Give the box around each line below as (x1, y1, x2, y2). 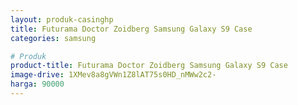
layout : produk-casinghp (10, 14, 114, 25)
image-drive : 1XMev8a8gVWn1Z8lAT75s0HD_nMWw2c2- (10, 70, 217, 80)
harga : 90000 (10, 79, 65, 90)
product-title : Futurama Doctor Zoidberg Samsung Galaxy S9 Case (10, 61, 288, 71)
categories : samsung (10, 33, 97, 43)
